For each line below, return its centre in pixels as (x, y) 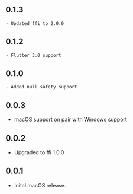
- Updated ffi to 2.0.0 (35, 23)
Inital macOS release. (40, 185)
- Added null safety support (41, 87)
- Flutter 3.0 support (33, 55)
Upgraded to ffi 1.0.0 (39, 152)
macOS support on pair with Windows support (71, 120)
